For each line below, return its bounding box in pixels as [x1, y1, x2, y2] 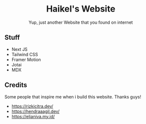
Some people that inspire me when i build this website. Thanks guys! [4, 93, 141, 100]
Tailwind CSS [11, 51, 38, 57]
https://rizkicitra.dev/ [11, 103, 54, 109]
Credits [4, 81, 28, 89]
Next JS [11, 46, 28, 52]
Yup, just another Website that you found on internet [28, 19, 133, 25]
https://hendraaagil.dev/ [11, 108, 60, 114]
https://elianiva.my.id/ [11, 113, 55, 119]
